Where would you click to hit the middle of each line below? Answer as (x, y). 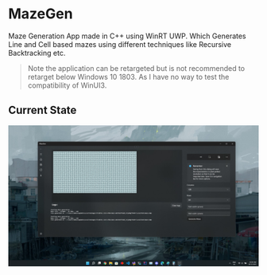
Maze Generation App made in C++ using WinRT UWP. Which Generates (127, 36)
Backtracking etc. (37, 53)
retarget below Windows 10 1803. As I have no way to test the (128, 77)
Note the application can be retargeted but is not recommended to (136, 68)
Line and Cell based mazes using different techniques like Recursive (120, 44)
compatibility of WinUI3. (67, 85)
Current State (43, 110)
